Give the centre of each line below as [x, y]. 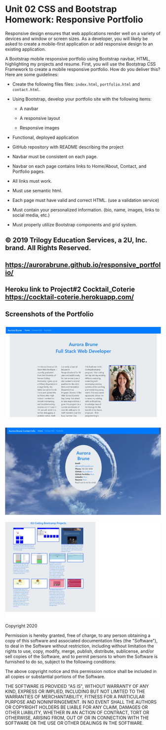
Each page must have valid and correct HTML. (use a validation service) [86, 200]
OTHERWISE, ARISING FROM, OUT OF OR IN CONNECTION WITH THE [77, 718]
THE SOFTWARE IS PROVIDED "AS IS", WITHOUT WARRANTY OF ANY [77, 686]
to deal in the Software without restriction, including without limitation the [80, 646]
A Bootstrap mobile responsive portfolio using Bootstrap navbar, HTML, [78, 58]
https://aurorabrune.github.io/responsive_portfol [83, 265]
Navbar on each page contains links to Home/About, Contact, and [79, 166]
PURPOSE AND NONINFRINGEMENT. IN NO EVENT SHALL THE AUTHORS [81, 702]
